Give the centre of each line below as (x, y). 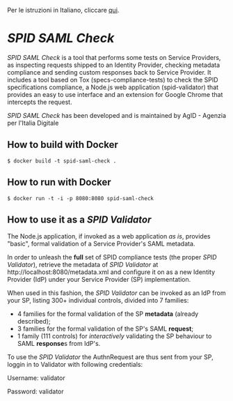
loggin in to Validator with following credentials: (75, 365)
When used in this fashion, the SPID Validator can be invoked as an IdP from (116, 293)
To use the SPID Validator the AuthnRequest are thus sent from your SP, (110, 357)
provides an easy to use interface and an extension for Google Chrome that (115, 94)
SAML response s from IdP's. (59, 344)
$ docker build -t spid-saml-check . (62, 161)
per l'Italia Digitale (33, 123)
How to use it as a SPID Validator (79, 219)
